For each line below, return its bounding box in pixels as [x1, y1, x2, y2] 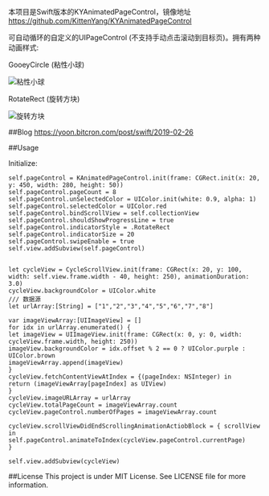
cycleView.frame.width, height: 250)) [8, 337, 138, 345]
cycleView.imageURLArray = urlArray [8, 394, 131, 402]
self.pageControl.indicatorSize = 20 [8, 230, 135, 238]
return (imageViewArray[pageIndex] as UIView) [8, 380, 167, 388]
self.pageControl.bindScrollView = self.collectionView [8, 209, 199, 217]
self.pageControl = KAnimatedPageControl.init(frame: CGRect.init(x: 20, [8, 174, 261, 182]
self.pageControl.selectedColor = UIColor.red [8, 202, 167, 210]
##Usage [8, 143, 39, 152]
